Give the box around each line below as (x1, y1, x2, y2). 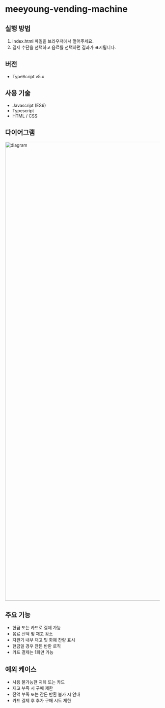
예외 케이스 (5, 665, 37, 674)
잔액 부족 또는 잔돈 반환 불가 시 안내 (12, 691, 81, 697)
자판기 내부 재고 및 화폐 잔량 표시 (12, 637, 75, 643)
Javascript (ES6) (12, 102, 46, 108)
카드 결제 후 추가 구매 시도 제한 (12, 698, 71, 704)
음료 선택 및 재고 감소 (12, 631, 53, 637)
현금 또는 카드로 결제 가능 (12, 625, 61, 631)
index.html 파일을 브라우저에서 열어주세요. (12, 38, 94, 44)
